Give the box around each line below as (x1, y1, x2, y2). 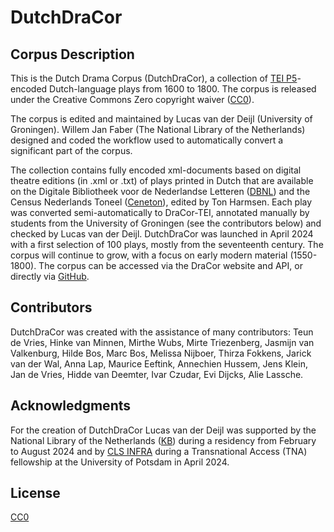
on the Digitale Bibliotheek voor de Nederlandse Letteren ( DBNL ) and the (10, 186, 311, 197)
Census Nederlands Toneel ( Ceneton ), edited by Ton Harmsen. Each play (10, 196, 313, 208)
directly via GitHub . (10, 271, 90, 282)
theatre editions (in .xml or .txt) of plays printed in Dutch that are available (10, 175, 314, 186)
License (10, 485, 61, 502)
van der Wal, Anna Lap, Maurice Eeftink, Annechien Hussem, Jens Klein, (10, 357, 308, 370)
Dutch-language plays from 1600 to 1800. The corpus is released (49, 83, 317, 95)
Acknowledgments (10, 397, 132, 415)
